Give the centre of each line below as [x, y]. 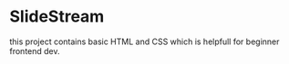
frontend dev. [35, 50]
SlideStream [57, 17]
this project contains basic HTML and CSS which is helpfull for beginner [144, 41]
